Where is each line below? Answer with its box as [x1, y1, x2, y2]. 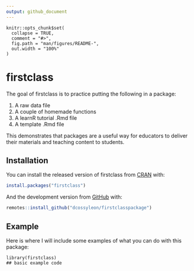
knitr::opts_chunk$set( [6, 25, 65, 31]
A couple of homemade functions [14, 108, 96, 115]
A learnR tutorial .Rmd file [14, 114, 77, 122]
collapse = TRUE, [11, 30, 54, 36]
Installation [6, 155, 48, 165]
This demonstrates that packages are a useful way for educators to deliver [6, 132, 188, 139]
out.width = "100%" [11, 46, 60, 52]
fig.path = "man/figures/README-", [11, 40, 99, 46]
